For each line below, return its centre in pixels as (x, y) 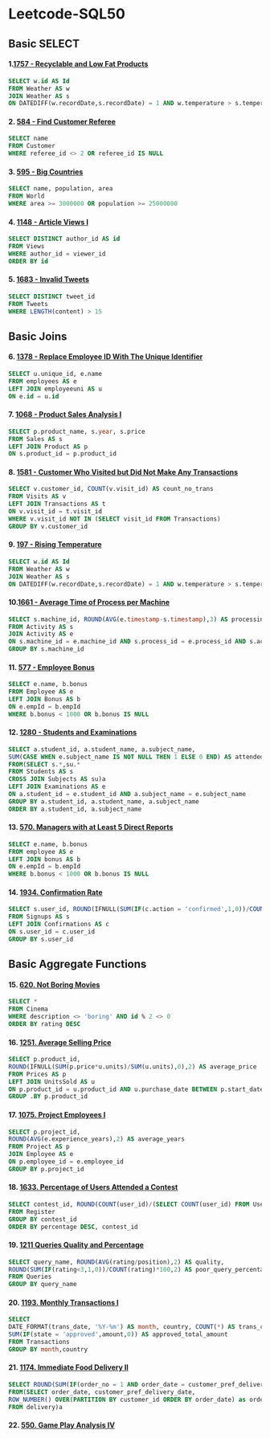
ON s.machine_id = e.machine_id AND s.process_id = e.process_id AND (127, 642)
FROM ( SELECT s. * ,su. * (45, 764)
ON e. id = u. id (34, 396)
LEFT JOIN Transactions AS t (57, 504)
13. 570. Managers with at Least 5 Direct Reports (91, 827)
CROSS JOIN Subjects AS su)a (57, 779)
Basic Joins (38, 336)
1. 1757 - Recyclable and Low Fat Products (78, 64)
